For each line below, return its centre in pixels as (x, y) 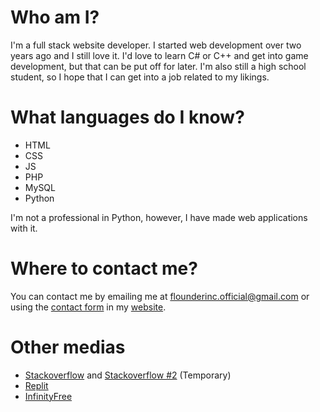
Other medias (68, 347)
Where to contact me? (104, 268)
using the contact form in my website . (88, 307)
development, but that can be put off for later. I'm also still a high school (158, 66)
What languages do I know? (127, 117)
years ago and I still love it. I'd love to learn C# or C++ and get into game (159, 55)
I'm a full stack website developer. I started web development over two (156, 45)
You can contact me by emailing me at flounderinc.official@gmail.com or (160, 296)
